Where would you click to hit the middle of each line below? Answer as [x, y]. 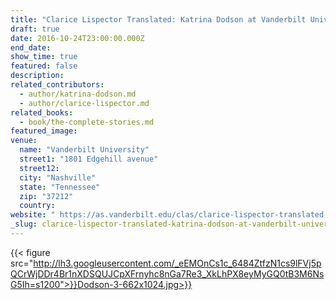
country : [37, 206]
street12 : [39, 168]
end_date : [31, 47]
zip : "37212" [46, 196]
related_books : [42, 112]
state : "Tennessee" [60, 187]
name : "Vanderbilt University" [84, 150]
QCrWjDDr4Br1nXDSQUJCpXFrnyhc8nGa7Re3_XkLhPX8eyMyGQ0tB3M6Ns [167, 273]
